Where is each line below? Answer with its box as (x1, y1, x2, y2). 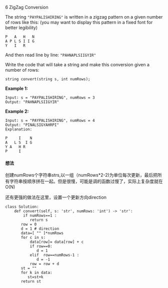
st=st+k (27, 274, 43, 280)
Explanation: (5, 127, 32, 132)
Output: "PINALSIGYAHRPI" (5, 122, 59, 127)
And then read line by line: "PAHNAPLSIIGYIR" (5, 52, 96, 58)
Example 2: (5, 108, 29, 114)
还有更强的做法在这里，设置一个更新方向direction (5, 194, 106, 200)
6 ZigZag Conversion (5, 5, 48, 10)
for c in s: (20, 235, 46, 240)
